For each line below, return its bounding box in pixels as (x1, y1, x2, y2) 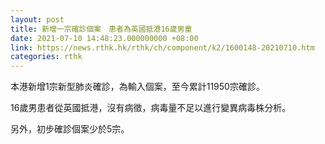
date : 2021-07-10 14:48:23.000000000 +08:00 (10, 33, 199, 43)
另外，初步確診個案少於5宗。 (10, 123, 130, 135)
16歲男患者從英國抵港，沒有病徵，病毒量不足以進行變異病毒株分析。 (10, 102, 292, 114)
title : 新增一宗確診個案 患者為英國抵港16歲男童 (10, 24, 193, 34)
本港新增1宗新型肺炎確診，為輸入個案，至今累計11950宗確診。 (10, 81, 265, 93)
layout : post (10, 14, 65, 25)
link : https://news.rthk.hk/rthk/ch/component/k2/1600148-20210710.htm (10, 42, 315, 53)
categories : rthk (10, 52, 83, 62)
